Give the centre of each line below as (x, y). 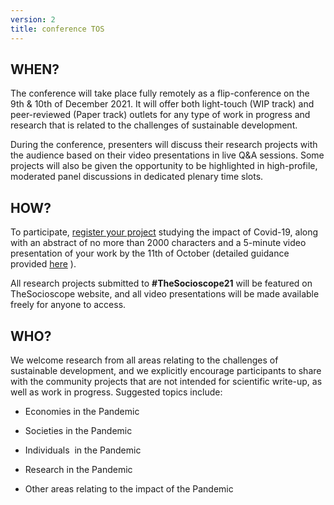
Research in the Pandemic (78, 469)
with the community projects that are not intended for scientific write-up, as (166, 381)
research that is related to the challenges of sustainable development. (154, 125)
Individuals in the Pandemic (83, 450)
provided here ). (43, 264)
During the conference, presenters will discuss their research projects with (164, 145)
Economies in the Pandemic (82, 411)
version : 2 (33, 19)
